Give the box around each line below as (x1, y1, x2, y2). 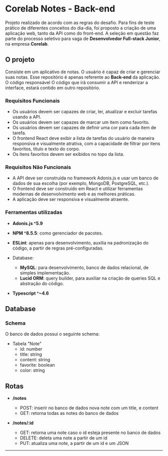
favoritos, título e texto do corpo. (12, 146, 80, 152)
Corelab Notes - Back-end (5, 3, 115, 15)
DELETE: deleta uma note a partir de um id (19, 435, 107, 441)
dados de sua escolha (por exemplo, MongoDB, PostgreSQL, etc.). (12, 180, 150, 186)
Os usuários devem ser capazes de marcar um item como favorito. (12, 119, 150, 125)
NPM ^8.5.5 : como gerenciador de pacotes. (12, 230, 103, 236)
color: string (19, 367, 45, 373)
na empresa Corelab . (5, 41, 49, 47)
